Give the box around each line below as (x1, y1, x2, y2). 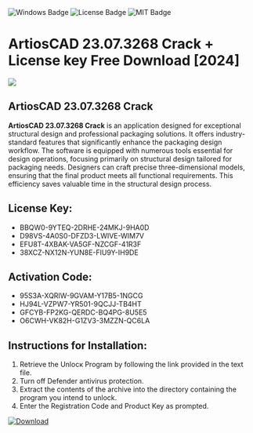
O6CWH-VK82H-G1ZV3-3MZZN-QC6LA (19, 316, 150, 326)
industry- (215, 129, 245, 138)
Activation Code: (8, 270, 92, 283)
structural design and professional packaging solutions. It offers (8, 129, 215, 138)
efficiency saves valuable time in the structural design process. (8, 179, 212, 188)
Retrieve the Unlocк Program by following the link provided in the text (19, 360, 244, 369)
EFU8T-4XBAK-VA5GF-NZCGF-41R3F (19, 239, 142, 249)
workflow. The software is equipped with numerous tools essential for (8, 145, 233, 155)
